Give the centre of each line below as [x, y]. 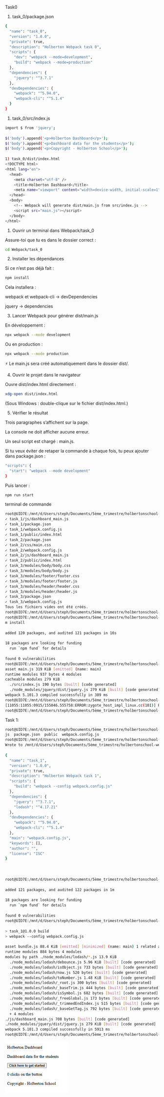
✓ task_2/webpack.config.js [34, 550]
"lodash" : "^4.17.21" [36, 807]
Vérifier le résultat [30, 413]
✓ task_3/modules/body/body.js [37, 571]
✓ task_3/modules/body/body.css [38, 566]
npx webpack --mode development [38, 335]
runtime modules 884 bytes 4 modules [43, 952]
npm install [17, 278]
